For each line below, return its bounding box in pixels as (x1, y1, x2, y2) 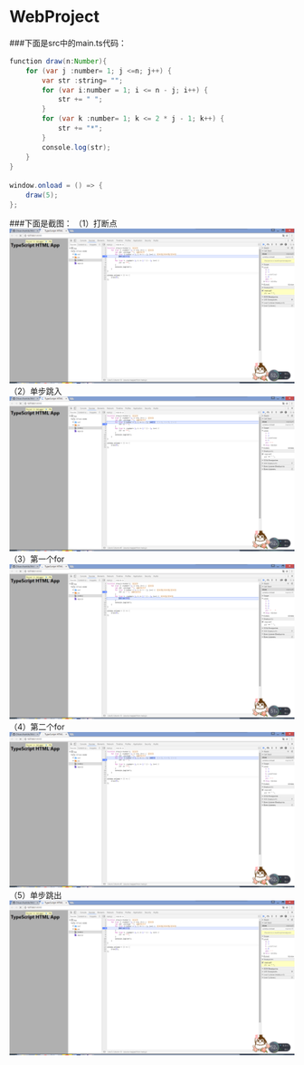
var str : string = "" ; (42, 75, 124, 85)
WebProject (9, 6, 100, 27)
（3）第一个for (9, 553, 65, 564)
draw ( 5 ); (25, 191, 59, 200)
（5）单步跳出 (9, 889, 62, 900)
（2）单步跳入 (9, 386, 62, 396)
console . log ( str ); (42, 142, 111, 151)
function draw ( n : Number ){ (9, 56, 107, 65)
